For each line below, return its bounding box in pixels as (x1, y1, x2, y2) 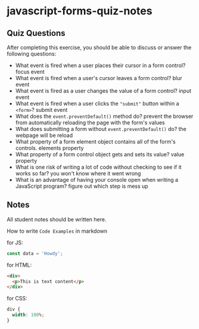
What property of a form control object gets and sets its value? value (15, 151, 185, 158)
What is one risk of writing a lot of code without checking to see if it (15, 163, 182, 170)
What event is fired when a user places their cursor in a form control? (15, 62, 186, 69)
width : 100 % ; (12, 312, 45, 318)
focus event (15, 68, 45, 75)
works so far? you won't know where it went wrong (15, 170, 141, 177)
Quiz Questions (7, 28, 66, 38)
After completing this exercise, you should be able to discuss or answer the (7, 44, 192, 51)
